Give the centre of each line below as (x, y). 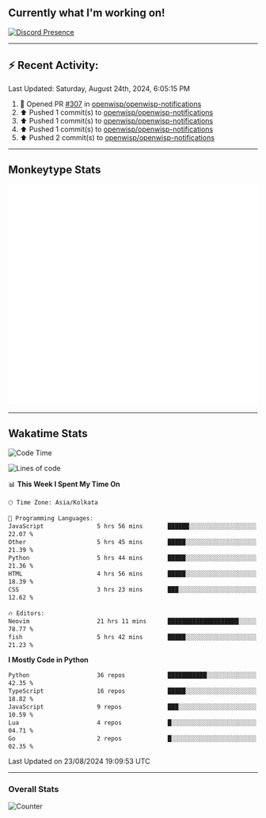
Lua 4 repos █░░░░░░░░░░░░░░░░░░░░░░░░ (133, 723)
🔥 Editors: (27, 613)
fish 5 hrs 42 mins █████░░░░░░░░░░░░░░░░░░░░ (133, 637)
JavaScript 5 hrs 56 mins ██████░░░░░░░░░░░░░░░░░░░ (133, 526)
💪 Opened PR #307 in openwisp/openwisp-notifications (110, 104)
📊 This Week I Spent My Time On (64, 484)
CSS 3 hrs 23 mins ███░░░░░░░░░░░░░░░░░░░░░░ (133, 589)
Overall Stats (34, 789)
